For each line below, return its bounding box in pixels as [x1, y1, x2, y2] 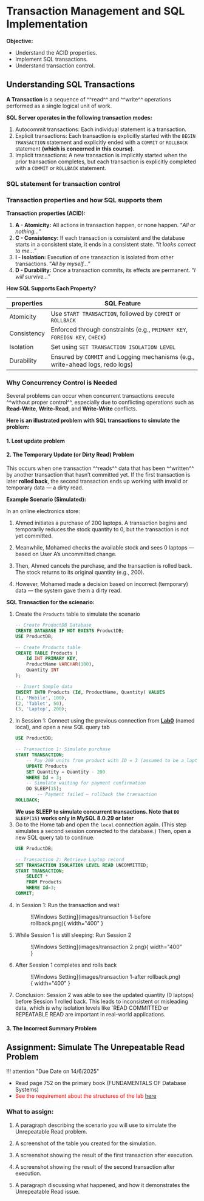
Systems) [15, 1086, 39, 1094]
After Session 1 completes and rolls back [15, 961, 117, 968]
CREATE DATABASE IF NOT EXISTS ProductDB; [15, 627, 124, 634]
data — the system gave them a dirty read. [15, 587, 122, 594]
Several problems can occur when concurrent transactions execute [6, 392, 175, 400]
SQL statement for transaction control [6, 179, 120, 188]
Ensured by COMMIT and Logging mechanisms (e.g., [50, 352, 195, 361]
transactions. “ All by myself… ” [15, 260, 91, 267]
